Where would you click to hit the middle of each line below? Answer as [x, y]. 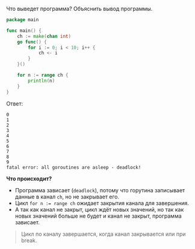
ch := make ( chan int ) [44, 36]
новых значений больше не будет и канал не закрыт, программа [98, 216]
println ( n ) [42, 81]
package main [23, 20]
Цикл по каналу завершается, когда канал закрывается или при [103, 234]
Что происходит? [29, 178]
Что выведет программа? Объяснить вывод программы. [79, 9]
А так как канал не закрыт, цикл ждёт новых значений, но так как [99, 209]
